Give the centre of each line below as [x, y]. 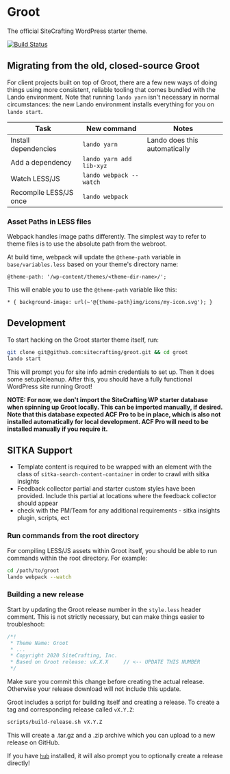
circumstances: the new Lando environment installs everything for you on [111, 104]
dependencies [34, 148]
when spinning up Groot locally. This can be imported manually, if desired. [115, 407]
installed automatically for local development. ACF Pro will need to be [108, 421]
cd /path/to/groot [33, 570]
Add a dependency [41, 162]
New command [111, 128]
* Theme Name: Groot [39, 643]
